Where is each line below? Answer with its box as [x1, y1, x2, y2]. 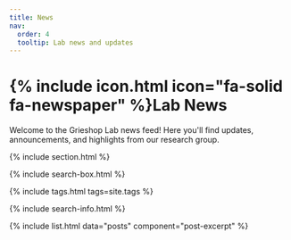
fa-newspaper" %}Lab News [9, 95, 228, 116]
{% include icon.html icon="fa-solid [9, 77, 283, 96]
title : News [9, 12, 54, 22]
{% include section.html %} [9, 152, 111, 162]
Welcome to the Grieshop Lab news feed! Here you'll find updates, [9, 125, 254, 136]
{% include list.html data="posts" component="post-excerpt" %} [9, 220, 249, 232]
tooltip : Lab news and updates [17, 37, 134, 47]
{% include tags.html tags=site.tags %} [9, 186, 154, 197]
